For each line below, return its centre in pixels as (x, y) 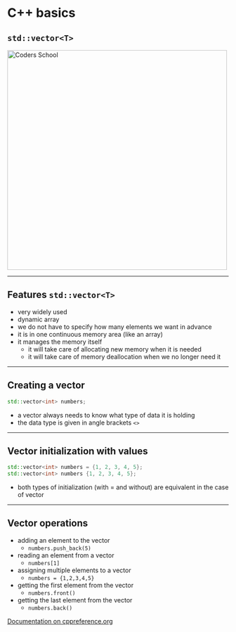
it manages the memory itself (60, 342)
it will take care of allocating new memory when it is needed (115, 349)
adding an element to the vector (64, 540)
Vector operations (48, 523)
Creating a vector (46, 386)
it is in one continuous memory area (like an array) (90, 334)
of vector (31, 495)
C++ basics (41, 13)
